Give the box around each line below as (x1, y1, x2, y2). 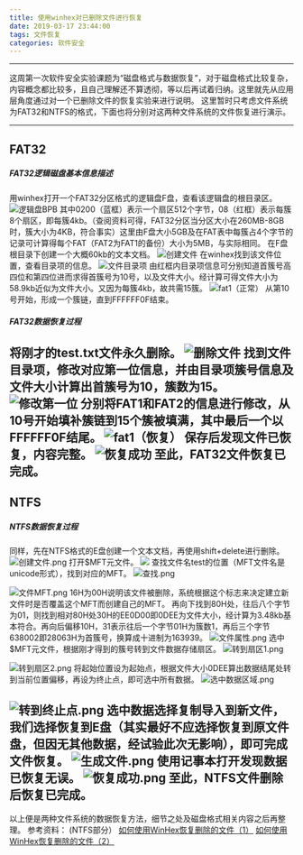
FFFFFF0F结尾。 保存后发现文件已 (9, 429, 280, 445)
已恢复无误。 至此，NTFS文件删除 (9, 770, 284, 786)
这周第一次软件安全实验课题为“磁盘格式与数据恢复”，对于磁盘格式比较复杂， (9, 73, 293, 84)
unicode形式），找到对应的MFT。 (9, 567, 133, 578)
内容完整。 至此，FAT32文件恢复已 (32, 446, 286, 462)
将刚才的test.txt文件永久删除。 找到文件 (9, 345, 291, 361)
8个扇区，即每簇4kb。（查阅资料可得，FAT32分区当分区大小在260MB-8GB (9, 215, 285, 225)
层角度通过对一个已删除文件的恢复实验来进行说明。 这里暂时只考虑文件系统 (9, 96, 289, 106)
